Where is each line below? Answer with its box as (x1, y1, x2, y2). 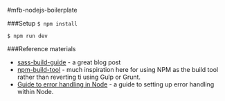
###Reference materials (7, 45, 76, 53)
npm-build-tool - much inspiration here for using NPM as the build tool (17, 66, 219, 73)
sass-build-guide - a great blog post (17, 58, 121, 66)
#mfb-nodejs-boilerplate (7, 6, 78, 14)
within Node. (17, 88, 54, 95)
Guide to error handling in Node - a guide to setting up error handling (17, 80, 215, 89)
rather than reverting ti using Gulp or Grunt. (17, 73, 141, 81)
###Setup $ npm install (7, 19, 78, 27)
